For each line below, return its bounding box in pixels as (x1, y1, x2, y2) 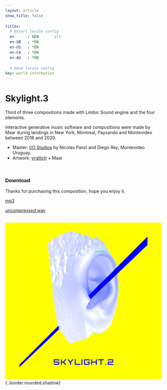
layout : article (5, 8, 39, 13)
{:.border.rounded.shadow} (5, 380, 61, 386)
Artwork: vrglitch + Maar (12, 155, 63, 161)
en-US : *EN (9, 45, 39, 50)
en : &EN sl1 (9, 34, 61, 39)
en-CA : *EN (9, 50, 39, 55)
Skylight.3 (5, 93, 49, 104)
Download (5, 177, 31, 184)
